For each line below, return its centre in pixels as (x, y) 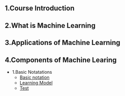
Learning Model (36, 82)
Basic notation (35, 77)
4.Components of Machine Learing (61, 60)
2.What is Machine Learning (50, 26)
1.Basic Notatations (32, 72)
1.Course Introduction (40, 8)
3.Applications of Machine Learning (62, 43)
